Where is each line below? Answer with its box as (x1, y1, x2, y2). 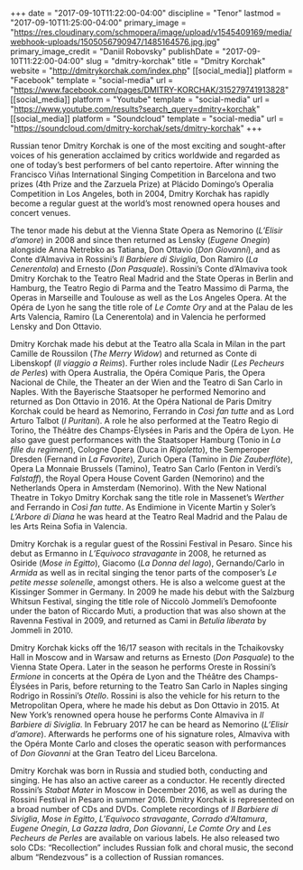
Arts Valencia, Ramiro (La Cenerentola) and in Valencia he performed (10, 312, 267, 322)
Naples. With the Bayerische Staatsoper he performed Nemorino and (10, 387, 267, 397)
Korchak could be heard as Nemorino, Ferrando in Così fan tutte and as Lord (10, 406, 295, 416)
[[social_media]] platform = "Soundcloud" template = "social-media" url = (10, 113, 285, 124)
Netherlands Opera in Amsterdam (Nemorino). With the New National (10, 482, 267, 493)
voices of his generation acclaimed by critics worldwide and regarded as (10, 150, 280, 161)
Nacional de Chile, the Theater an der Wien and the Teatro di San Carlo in (10, 377, 283, 388)
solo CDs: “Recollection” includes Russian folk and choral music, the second (10, 842, 294, 853)
